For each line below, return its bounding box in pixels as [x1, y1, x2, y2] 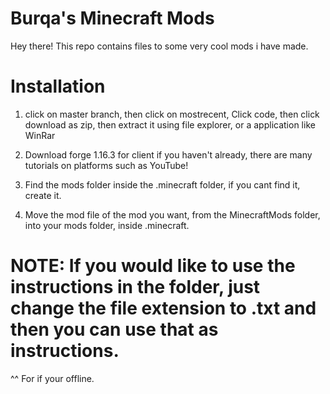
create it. [24, 189, 62, 201]
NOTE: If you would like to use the [10, 255, 296, 277]
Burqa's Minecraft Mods [10, 7, 215, 30]
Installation [10, 75, 106, 98]
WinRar [24, 129, 56, 141]
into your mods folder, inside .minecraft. [24, 219, 190, 231]
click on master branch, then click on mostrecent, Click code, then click [24, 108, 320, 120]
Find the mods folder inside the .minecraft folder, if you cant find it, [24, 178, 301, 191]
